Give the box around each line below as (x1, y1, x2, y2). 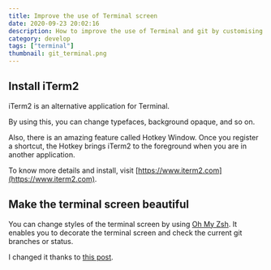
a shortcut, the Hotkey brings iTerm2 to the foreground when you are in (8, 141, 247, 151)
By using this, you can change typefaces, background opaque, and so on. (8, 117, 256, 126)
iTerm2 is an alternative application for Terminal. (8, 101, 170, 110)
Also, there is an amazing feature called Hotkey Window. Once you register (8, 132, 259, 142)
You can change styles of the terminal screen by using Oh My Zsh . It (8, 219, 238, 229)
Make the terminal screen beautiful (8, 198, 189, 212)
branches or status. (8, 236, 74, 246)
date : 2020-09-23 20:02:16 (8, 19, 100, 28)
